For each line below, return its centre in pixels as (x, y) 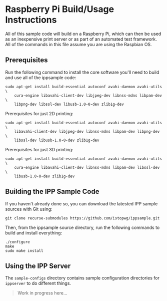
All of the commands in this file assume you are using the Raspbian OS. (78, 44)
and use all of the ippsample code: (41, 77)
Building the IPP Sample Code (52, 192)
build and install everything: (34, 233)
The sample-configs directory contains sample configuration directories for (82, 278)
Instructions (31, 20)
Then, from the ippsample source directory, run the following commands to (82, 227)
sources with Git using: (29, 209)
